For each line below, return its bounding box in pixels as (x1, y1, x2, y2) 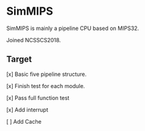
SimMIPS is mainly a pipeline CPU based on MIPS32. (6, 24, 139, 32)
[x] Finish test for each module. (6, 82, 86, 89)
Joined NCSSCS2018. (6, 36, 61, 43)
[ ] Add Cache (6, 118, 42, 125)
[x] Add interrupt (6, 106, 48, 113)
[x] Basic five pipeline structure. (6, 70, 87, 78)
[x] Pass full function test (6, 94, 70, 102)
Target (6, 54, 32, 65)
